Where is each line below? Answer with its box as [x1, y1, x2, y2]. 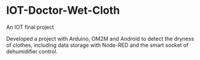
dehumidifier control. [6, 47, 58, 55]
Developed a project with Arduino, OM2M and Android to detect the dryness [6, 35, 195, 42]
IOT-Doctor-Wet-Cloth [6, 4, 120, 17]
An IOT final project [6, 23, 54, 31]
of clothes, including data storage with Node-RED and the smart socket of [6, 41, 189, 49]
